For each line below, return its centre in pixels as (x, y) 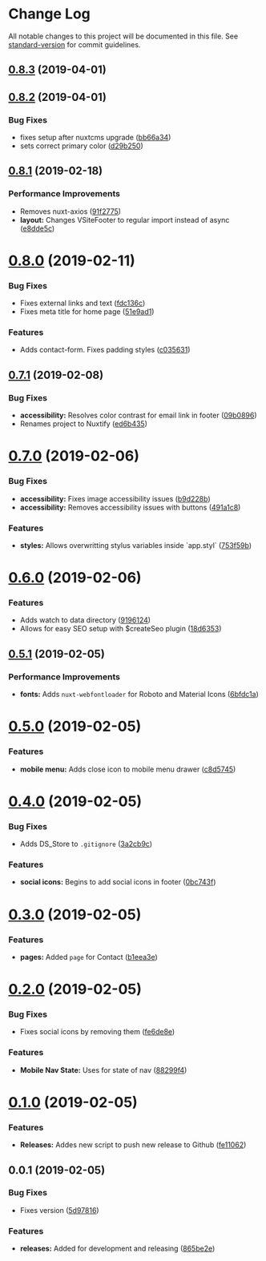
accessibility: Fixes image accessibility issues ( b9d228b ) (115, 498)
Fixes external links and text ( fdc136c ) (83, 303)
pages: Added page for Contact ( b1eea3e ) (89, 957)
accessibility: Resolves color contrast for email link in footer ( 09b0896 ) (139, 415)
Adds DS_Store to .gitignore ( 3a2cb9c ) (86, 844)
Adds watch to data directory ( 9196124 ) (85, 620)
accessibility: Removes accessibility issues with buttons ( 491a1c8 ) (130, 507)
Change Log (49, 14)
